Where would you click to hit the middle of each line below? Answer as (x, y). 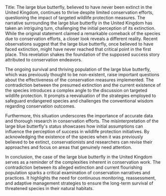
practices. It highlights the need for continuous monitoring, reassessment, (81, 178)
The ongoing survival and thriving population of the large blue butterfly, (78, 69)
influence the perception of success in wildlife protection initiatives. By (77, 131)
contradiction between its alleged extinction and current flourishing (74, 167)
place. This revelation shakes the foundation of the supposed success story (83, 54)
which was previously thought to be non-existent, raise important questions (82, 74)
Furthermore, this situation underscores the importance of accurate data (79, 116)
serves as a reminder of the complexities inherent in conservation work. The (83, 162)
